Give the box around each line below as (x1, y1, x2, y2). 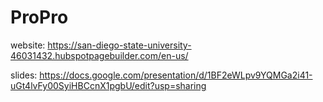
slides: (10, 69, 38, 81)
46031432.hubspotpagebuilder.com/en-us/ (10, 49, 189, 61)
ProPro (10, 6, 69, 29)
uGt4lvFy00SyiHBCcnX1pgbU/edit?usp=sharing (10, 79, 207, 91)
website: (10, 39, 46, 51)
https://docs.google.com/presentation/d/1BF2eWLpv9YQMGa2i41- (39, 69, 313, 81)
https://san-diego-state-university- (47, 39, 192, 51)
